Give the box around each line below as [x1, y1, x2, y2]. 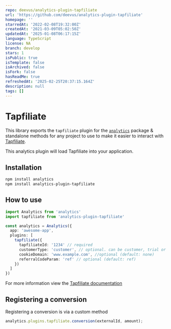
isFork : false [5, 70, 36, 75]
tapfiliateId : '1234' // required [18, 242, 93, 248]
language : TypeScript [5, 36, 52, 42]
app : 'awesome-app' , [10, 228, 54, 233]
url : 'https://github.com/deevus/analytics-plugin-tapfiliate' [5, 12, 143, 17]
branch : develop [5, 46, 40, 51]
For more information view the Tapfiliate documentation [5, 280, 122, 286]
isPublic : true [5, 55, 38, 60]
